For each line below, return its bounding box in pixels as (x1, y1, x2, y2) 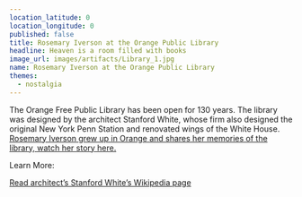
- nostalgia (17, 80, 63, 89)
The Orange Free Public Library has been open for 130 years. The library (9, 104, 279, 115)
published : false (9, 30, 75, 39)
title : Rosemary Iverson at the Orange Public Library (9, 38, 219, 47)
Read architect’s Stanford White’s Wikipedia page (9, 176, 191, 188)
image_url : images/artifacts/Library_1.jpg (9, 55, 175, 64)
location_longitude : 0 (9, 21, 94, 30)
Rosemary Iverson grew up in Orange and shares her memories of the (9, 133, 268, 143)
